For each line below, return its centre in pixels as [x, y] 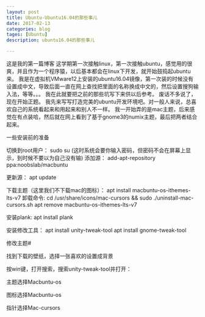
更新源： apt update [31, 177]
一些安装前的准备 [28, 137]
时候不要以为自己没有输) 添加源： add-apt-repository [89, 158]
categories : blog [28, 29]
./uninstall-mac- [174, 198]
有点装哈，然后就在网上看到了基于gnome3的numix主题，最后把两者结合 [107, 117]
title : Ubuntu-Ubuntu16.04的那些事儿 [52, 18]
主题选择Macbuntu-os [34, 282]
